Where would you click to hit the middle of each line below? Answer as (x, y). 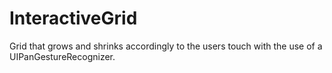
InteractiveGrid (73, 18)
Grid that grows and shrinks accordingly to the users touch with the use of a (166, 46)
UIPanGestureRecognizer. (62, 56)
